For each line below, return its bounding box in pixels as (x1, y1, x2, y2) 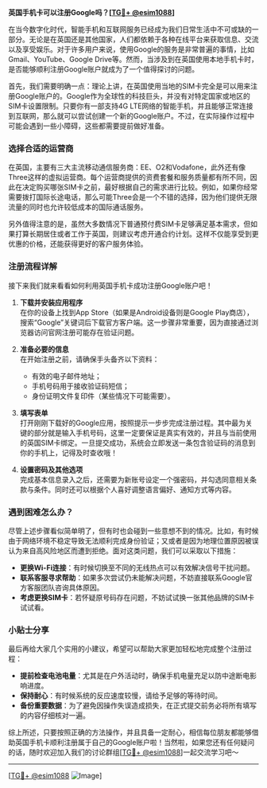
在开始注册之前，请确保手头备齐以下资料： (19, 354, 160, 364)
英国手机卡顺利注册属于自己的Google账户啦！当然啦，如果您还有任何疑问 (14, 738, 255, 747)
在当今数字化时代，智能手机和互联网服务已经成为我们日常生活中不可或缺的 (8, 25, 252, 34)
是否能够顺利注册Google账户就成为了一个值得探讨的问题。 (8, 64, 199, 74)
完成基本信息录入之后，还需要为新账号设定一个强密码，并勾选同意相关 (19, 474, 250, 484)
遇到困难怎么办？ (8, 506, 74, 517)
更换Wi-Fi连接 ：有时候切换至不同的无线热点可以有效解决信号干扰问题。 (19, 563, 254, 572)
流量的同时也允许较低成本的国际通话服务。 (8, 202, 148, 212)
